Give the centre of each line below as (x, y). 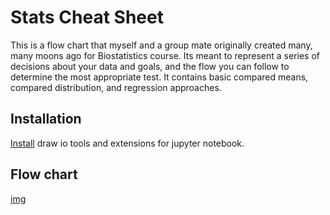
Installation (46, 119)
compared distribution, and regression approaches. (116, 87)
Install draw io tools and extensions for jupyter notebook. (127, 143)
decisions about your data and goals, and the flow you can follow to (150, 66)
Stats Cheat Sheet (87, 17)
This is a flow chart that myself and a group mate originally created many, (161, 45)
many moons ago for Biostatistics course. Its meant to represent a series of (165, 55)
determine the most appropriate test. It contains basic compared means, (159, 77)
